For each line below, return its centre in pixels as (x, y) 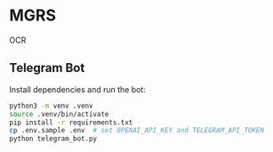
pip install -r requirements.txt (71, 122)
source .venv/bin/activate (59, 114)
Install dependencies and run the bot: (78, 89)
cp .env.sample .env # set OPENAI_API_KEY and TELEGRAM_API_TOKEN (137, 131)
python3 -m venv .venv (51, 106)
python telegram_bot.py (53, 139)
